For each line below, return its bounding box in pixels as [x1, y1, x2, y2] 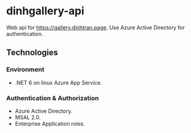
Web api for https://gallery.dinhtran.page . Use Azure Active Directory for [6, 24, 185, 31]
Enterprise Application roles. [14, 120, 86, 127]
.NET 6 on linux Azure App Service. [14, 79, 102, 86]
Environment [6, 66, 45, 74]
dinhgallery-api [6, 4, 85, 18]
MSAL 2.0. [14, 113, 41, 120]
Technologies [6, 48, 59, 58]
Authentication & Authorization [6, 94, 99, 102]
